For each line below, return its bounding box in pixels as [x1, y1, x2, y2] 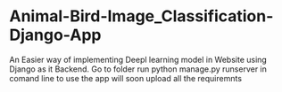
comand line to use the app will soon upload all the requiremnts [9, 73, 243, 83]
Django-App [9, 25, 102, 45]
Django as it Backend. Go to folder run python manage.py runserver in [9, 64, 268, 74]
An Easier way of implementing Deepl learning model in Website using [9, 54, 268, 65]
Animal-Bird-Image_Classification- [9, 6, 274, 27]
